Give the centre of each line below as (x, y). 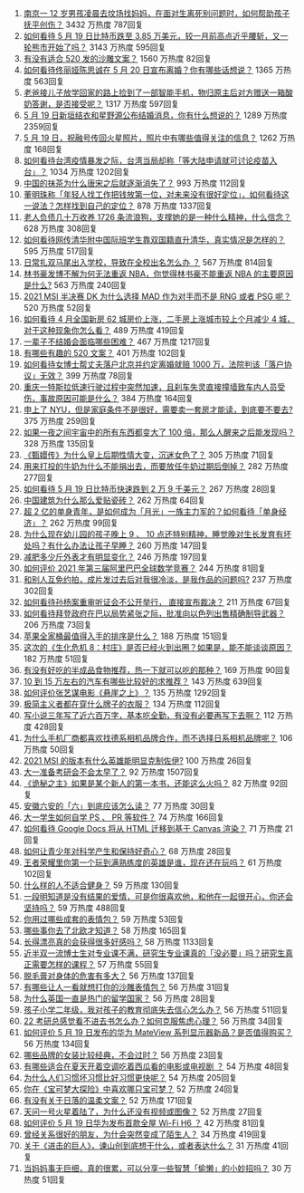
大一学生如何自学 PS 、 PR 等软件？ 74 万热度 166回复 (124, 817)
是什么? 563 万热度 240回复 (75, 285)
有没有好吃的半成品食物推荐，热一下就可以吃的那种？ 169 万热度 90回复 (157, 670)
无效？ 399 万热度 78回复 (87, 375)
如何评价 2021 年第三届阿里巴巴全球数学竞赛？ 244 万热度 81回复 (144, 568)
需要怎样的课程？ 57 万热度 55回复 (96, 964)
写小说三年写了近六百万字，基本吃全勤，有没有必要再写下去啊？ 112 (149, 715)
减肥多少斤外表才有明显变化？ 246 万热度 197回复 (116, 557)
